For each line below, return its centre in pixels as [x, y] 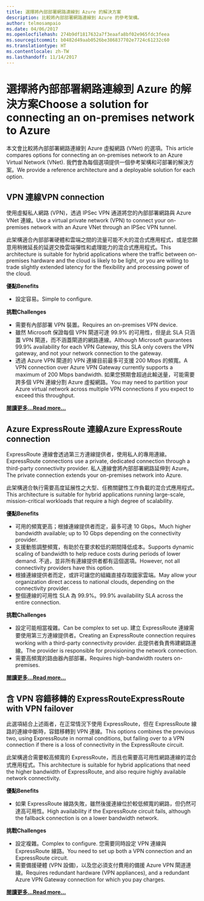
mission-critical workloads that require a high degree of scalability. [90, 501]
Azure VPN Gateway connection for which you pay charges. [90, 879]
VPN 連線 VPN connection [56, 197]
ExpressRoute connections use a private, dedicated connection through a [98, 461]
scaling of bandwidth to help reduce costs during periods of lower [98, 554]
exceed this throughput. [45, 396]
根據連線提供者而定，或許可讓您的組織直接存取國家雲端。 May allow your [106, 575]
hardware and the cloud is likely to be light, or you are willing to [110, 261]
